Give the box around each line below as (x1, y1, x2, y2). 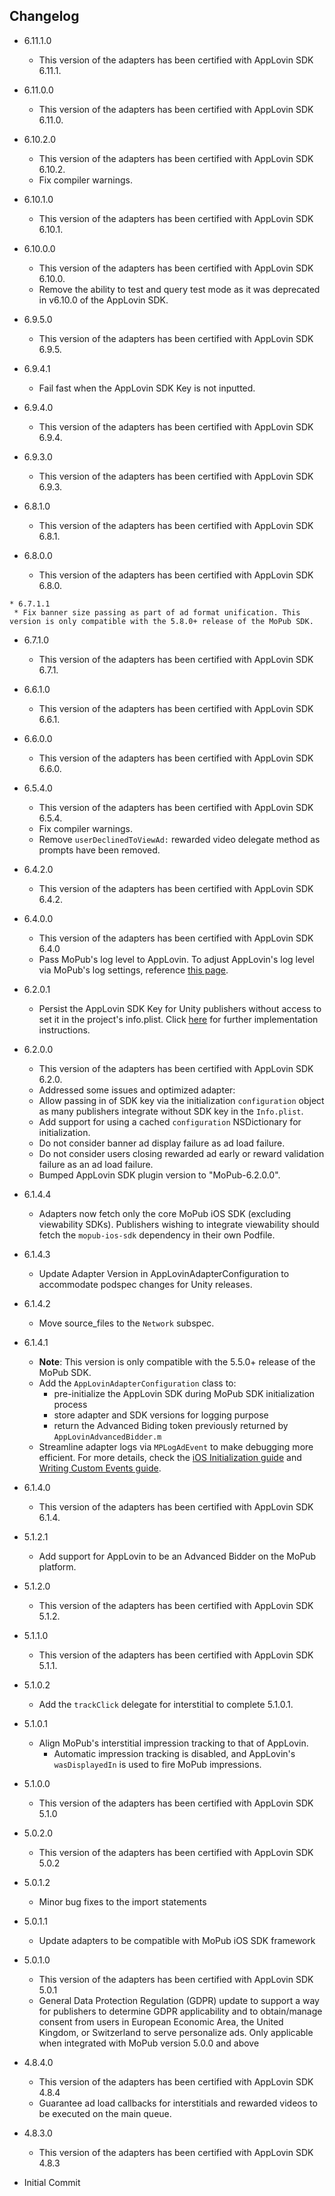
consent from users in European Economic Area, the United (38, 2015, 284, 2028)
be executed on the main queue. (38, 2107, 172, 2119)
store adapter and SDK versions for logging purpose (53, 1409, 269, 1421)
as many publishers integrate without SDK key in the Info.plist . (38, 1105, 304, 1117)
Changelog (9, 8, 80, 25)
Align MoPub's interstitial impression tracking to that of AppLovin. (38, 1737, 309, 1749)
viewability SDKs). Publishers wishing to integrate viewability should (38, 1218, 320, 1230)
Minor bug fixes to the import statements (38, 1895, 207, 1908)
